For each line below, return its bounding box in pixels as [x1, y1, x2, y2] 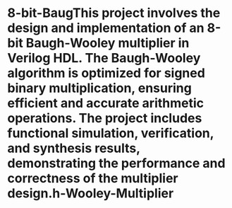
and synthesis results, [7, 140, 140, 156]
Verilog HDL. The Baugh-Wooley [7, 50, 201, 67]
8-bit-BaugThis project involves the [7, 5, 221, 21]
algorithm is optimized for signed [7, 65, 206, 81]
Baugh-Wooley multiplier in [25, 35, 190, 51]
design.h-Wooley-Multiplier [7, 185, 174, 202]
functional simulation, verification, [7, 125, 214, 141]
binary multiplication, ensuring [7, 80, 192, 96]
